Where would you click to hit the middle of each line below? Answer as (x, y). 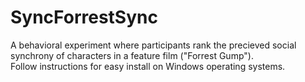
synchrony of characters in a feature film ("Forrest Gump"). (132, 55)
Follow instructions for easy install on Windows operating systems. (148, 66)
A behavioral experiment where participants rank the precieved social (153, 45)
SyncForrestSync (84, 17)
